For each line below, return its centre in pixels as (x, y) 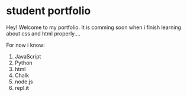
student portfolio (49, 11)
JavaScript (28, 56)
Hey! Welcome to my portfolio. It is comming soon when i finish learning (94, 27)
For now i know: (26, 45)
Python (23, 63)
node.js (24, 82)
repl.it (22, 88)
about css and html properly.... (43, 33)
